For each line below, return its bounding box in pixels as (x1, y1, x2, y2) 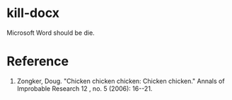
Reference (6, 53, 69, 70)
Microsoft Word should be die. (6, 28, 95, 37)
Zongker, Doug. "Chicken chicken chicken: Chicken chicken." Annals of (16, 77, 225, 85)
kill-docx (6, 5, 60, 21)
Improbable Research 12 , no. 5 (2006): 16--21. (16, 84, 153, 93)
